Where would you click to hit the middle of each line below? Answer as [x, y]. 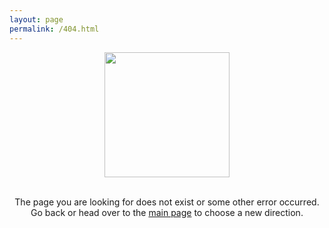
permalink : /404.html [54, 29]
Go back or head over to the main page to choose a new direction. [167, 212]
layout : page [36, 19]
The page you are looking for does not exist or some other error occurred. [167, 202]
